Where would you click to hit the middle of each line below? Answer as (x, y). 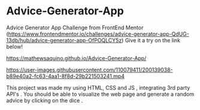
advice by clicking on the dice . (45, 100)
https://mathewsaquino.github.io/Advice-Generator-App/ (76, 58)
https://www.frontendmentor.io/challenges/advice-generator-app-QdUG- (99, 33)
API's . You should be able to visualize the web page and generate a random (100, 94)
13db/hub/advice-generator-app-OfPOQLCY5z (64, 40)
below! (14, 47)
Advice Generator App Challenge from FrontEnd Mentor (75, 27)
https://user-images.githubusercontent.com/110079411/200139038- (90, 69)
